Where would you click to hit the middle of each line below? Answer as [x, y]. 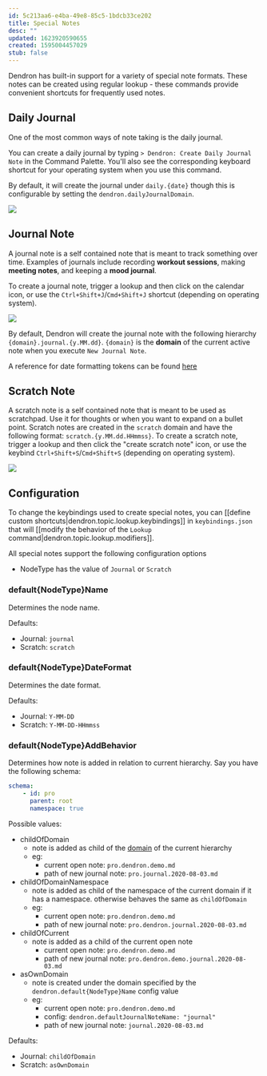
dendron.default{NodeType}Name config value [105, 991]
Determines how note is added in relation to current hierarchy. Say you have [133, 763]
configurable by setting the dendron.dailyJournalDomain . [101, 194]
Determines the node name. [54, 607]
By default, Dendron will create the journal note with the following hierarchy [133, 333]
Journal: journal [47, 639]
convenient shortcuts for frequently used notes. [87, 93]
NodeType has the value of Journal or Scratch [96, 569]
